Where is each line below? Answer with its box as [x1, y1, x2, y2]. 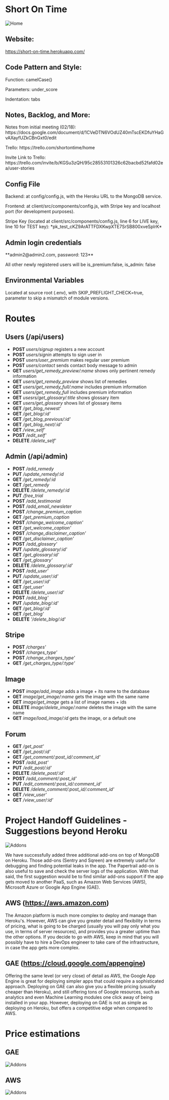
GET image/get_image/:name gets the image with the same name [12, 694, 149, 700]
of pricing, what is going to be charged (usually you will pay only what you [5, 923, 160, 929]
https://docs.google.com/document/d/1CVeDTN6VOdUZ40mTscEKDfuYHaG [5, 129, 164, 136]
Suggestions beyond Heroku [5, 825, 128, 837]
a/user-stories [5, 165, 35, 171]
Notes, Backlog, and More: [5, 110, 91, 119]
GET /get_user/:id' [12, 578, 50, 585]
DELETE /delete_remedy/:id [12, 487, 70, 493]
